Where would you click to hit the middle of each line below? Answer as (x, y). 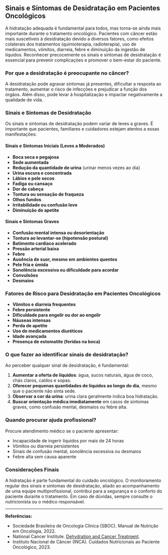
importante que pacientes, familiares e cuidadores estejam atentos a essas (82, 129)
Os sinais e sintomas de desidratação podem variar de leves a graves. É (79, 124)
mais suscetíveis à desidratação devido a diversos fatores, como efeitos (79, 39)
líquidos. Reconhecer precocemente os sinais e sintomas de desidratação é (83, 55)
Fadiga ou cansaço (32, 183)
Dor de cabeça (28, 189)
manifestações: (21, 134)
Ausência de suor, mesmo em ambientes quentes (65, 259)
